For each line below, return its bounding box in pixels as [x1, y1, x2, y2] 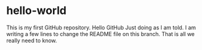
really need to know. [6, 37, 57, 44]
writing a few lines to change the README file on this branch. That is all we [6, 30, 195, 37]
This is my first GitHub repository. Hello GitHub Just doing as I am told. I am [6, 24, 197, 31]
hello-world [6, 4, 67, 18]
